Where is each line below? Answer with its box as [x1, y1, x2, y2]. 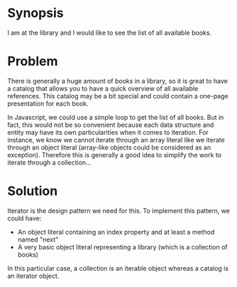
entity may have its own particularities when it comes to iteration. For [7, 128, 209, 136]
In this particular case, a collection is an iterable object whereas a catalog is [7, 264, 229, 272]
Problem [7, 53, 58, 69]
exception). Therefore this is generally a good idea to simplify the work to [7, 150, 222, 159]
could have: [7, 214, 42, 223]
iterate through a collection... [7, 158, 92, 167]
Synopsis [7, 5, 64, 21]
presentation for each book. [7, 99, 89, 108]
